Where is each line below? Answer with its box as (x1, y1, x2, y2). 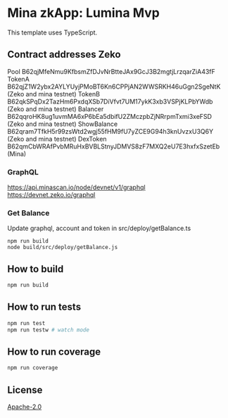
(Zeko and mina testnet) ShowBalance (7, 120, 118, 128)
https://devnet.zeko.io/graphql (7, 191, 96, 199)
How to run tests (7, 301, 82, 313)
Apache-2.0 (7, 403, 42, 411)
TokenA (7, 75, 30, 83)
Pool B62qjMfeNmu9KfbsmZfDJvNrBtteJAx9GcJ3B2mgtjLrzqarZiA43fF (7, 67, 216, 75)
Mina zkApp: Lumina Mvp (7, 5, 160, 21)
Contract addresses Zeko (7, 49, 121, 61)
